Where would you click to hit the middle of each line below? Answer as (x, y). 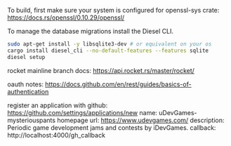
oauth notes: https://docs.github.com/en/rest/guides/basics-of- (99, 84)
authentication (28, 91)
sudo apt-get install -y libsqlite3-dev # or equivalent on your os (110, 44)
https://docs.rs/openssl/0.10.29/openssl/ (66, 18)
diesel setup (26, 57)
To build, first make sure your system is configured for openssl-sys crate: (113, 10)
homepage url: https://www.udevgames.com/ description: (141, 120)
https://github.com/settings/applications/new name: (82, 112)
